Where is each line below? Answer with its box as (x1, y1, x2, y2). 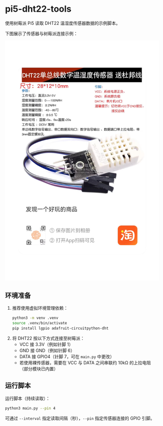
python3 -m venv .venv (12, 316, 59, 320)
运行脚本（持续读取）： (5, 395, 50, 401)
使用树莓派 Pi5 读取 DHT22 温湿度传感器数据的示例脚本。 (5, 20, 121, 26)
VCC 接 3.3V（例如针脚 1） (19, 341, 74, 347)
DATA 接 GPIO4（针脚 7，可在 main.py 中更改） (19, 353, 115, 360)
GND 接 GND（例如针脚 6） (19, 347, 75, 353)
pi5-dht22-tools (5, 3, 72, 15)
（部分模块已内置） (19, 365, 59, 372)
